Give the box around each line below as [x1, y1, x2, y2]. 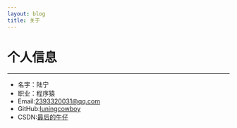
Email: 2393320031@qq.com [17, 97, 101, 105]
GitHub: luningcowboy [17, 105, 81, 113]
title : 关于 [7, 17, 40, 24]
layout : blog [7, 10, 46, 18]
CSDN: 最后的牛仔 [17, 113, 68, 122]
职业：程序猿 [17, 89, 55, 98]
